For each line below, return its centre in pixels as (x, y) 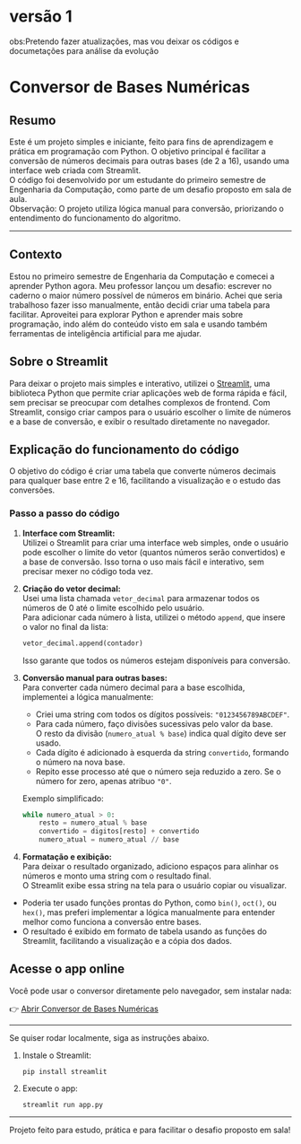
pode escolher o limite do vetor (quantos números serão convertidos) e (154, 552)
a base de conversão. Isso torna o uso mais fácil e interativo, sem (143, 562)
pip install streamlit (64, 1071)
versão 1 (41, 17)
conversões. (32, 490)
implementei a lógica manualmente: (88, 696)
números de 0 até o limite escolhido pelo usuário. (113, 607)
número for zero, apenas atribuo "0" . (103, 781)
